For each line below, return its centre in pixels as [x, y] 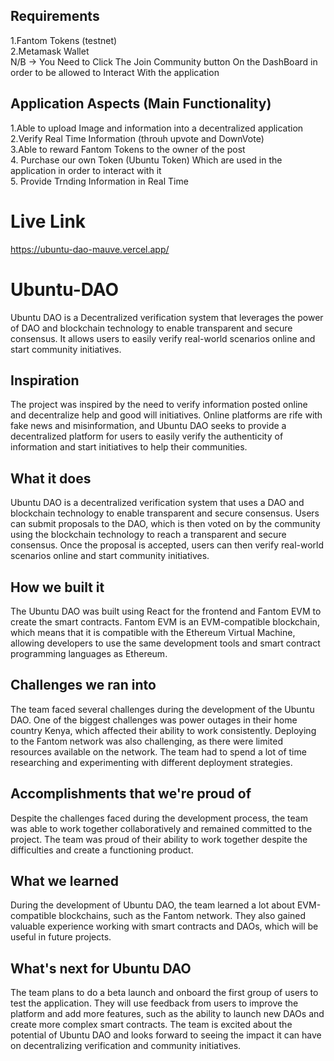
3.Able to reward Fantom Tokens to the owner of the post [128, 149]
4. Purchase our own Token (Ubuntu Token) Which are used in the [146, 160]
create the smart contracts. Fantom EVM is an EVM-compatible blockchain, [165, 621]
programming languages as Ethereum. [89, 653]
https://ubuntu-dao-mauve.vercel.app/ [90, 249]
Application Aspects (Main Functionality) [141, 104]
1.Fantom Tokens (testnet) [64, 40]
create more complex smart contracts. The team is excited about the [151, 1025]
